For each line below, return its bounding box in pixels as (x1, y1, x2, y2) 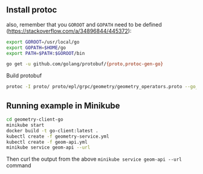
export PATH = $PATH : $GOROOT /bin (6, 50, 85, 56)
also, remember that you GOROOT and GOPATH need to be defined (6, 21, 162, 28)
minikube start (6, 122, 45, 128)
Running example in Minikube (6, 100, 120, 111)
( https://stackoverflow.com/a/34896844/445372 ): (6, 27, 132, 34)
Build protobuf (6, 72, 42, 79)
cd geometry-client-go (6, 117, 63, 123)
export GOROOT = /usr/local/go (6, 39, 80, 45)
